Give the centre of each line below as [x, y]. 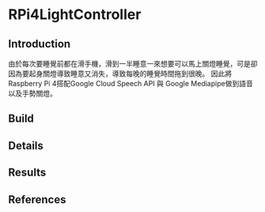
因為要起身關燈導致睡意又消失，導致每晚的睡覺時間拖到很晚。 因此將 [120, 74]
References [37, 199]
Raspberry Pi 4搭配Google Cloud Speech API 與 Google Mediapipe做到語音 [131, 83]
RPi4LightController [75, 15]
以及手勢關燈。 [32, 93]
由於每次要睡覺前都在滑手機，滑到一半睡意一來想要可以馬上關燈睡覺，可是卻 [133, 64]
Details [26, 145]
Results [27, 173]
